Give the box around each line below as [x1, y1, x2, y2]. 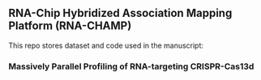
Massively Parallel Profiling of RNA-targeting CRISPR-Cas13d [8, 61, 255, 72]
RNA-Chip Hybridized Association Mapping [8, 6, 233, 20]
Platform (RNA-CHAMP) [8, 19, 132, 33]
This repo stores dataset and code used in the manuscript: [8, 40, 204, 50]
